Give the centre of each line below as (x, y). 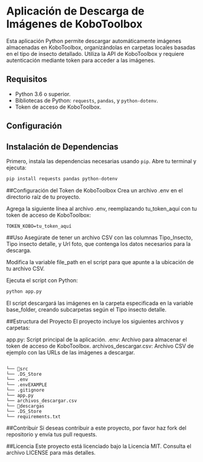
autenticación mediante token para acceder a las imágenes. (81, 60)
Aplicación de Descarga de (75, 11)
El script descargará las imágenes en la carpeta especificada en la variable (100, 303)
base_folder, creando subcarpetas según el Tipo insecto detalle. (86, 309)
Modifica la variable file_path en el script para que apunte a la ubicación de (100, 262)
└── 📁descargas (25, 406)
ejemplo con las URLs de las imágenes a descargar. (71, 352)
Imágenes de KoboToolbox (75, 24)
